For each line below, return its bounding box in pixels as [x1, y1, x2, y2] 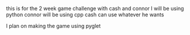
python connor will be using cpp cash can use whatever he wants [6, 11, 164, 18]
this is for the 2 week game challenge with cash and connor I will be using [6, 5, 184, 12]
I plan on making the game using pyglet [6, 23, 101, 29]
